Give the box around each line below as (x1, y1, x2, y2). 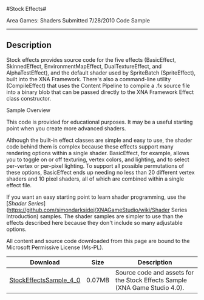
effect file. (6, 181, 32, 188)
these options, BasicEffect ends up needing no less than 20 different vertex (6, 168, 195, 176)
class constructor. (6, 95, 52, 102)
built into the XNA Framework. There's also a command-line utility (6, 75, 171, 82)
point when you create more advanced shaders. (6, 124, 126, 132)
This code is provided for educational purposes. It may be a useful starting (6, 118, 193, 125)
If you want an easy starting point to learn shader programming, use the (6, 193, 186, 201)
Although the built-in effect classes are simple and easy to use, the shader (6, 136, 192, 144)
